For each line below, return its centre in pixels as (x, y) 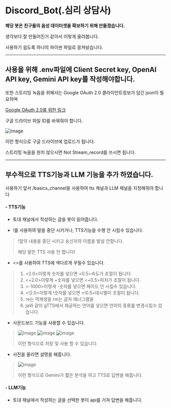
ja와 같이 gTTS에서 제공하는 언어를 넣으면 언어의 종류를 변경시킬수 (91, 305)
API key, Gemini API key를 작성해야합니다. (70, 79)
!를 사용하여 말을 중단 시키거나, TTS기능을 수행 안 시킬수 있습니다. (78, 230)
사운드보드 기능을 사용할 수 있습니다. (49, 323)
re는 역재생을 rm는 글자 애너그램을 (60, 299)
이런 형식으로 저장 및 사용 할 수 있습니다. (58, 343)
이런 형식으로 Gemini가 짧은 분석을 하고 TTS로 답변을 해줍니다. (80, 375)
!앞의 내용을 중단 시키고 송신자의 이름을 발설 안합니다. (70, 241)
